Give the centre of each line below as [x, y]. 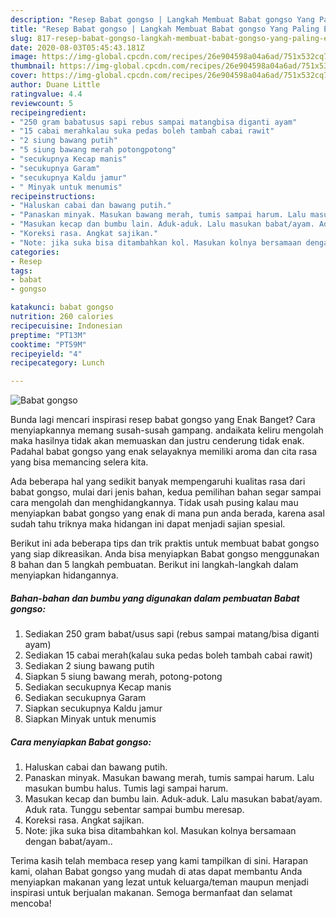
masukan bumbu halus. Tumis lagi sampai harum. [126, 788]
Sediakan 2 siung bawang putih [89, 666]
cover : [24, 76]
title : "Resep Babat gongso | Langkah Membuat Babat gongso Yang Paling [165, 29]
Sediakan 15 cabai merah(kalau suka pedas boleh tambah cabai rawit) [168, 655]
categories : [35, 252]
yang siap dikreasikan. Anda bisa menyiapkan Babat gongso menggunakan [165, 554]
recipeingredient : [48, 112]
